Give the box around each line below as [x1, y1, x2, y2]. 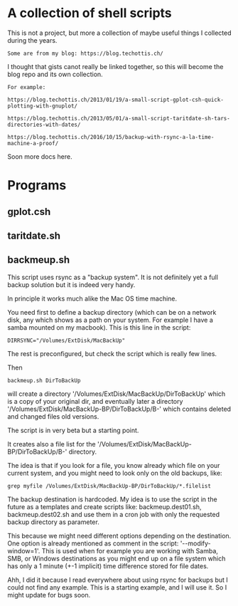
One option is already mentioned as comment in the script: [7, 539, 179, 548]
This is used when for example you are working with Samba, [41, 546, 219, 555]
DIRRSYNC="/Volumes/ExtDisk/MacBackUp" [7, 337, 126, 344]
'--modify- [180, 539, 211, 548]
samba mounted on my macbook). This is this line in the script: [7, 323, 191, 332]
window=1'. [7, 546, 40, 555]
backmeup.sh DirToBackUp [7, 377, 81, 384]
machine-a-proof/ [7, 140, 59, 147]
